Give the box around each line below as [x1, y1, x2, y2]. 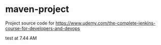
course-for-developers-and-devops [5, 25, 80, 31]
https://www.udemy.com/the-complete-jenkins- [55, 20, 156, 26]
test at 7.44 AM [5, 35, 37, 41]
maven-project [5, 3, 69, 15]
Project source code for [5, 20, 55, 26]
